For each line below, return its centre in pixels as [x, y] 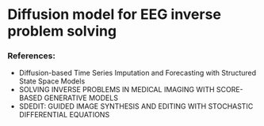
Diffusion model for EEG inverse [114, 15]
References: [32, 56]
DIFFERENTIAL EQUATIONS [64, 115]
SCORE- [230, 90]
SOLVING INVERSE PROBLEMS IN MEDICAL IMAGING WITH [117, 90]
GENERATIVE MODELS [81, 98]
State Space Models [52, 81]
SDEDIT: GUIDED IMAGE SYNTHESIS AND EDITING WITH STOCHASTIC [136, 106]
